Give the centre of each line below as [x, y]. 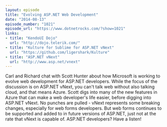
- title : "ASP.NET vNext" [32, 57]
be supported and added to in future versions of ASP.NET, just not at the [81, 114]
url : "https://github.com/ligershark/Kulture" [60, 52]
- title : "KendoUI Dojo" [31, 38]
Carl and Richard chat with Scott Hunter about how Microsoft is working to [83, 76]
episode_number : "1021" [30, 24]
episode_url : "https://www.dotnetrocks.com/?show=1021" [65, 29]
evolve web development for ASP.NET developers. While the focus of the [81, 81]
